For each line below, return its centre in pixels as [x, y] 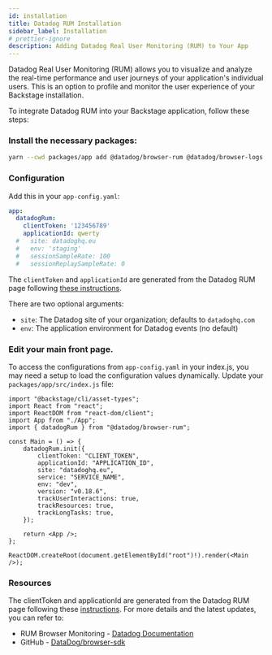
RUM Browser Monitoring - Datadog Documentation [107, 634]
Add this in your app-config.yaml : [64, 196]
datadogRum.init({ [54, 449]
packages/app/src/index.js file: [61, 384]
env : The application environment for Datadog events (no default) [129, 328]
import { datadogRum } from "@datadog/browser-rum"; [99, 427]
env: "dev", [58, 484]
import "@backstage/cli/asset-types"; [74, 399]
